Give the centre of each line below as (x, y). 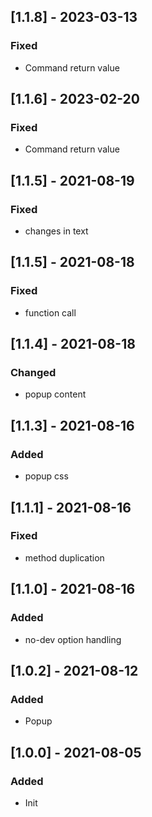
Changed (33, 373)
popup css (46, 476)
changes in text (56, 231)
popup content (55, 394)
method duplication (64, 557)
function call (50, 312)
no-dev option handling (73, 639)
